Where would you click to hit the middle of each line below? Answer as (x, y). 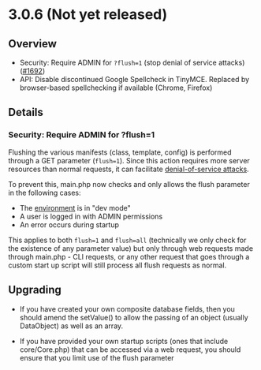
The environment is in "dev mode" (75, 207)
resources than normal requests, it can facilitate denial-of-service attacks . (129, 169)
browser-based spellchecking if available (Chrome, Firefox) (116, 88)
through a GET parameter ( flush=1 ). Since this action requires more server (129, 160)
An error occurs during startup (69, 224)
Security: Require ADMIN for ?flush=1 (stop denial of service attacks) (132, 62)
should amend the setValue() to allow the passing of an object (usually (134, 317)
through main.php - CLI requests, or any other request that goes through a (129, 256)
